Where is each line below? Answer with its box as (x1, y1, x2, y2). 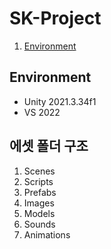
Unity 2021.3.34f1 (23, 95, 97, 107)
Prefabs (23, 186, 57, 198)
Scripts (23, 175, 54, 187)
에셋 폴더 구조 (9, 138, 89, 155)
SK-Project (9, 7, 102, 30)
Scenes (23, 165, 56, 177)
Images (23, 197, 55, 209)
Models (23, 207, 56, 219)
